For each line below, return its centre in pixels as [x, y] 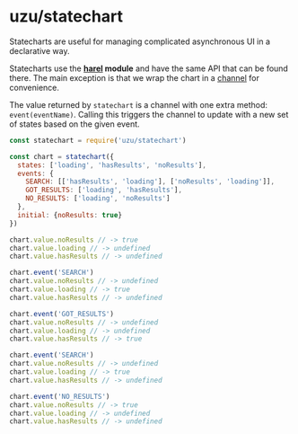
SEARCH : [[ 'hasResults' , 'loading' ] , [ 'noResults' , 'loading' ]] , [150, 182]
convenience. [35, 87]
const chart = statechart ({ [62, 156]
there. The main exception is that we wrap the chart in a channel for [135, 77]
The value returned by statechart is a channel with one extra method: [138, 104]
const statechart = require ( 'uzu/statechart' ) [98, 140]
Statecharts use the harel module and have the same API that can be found [149, 68]
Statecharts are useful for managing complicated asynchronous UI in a [140, 41]
